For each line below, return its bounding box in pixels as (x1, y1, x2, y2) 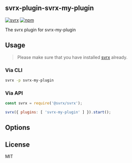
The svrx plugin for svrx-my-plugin (5, 27, 76, 33)
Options (5, 123, 31, 132)
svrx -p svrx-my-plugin (5, 78, 54, 83)
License (5, 140, 30, 149)
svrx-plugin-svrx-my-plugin (5, 4, 94, 12)
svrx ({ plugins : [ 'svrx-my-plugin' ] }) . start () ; (5, 109, 111, 114)
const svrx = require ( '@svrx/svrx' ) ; (5, 101, 83, 106)
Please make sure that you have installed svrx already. (17, 54, 128, 60)
